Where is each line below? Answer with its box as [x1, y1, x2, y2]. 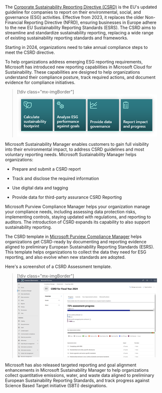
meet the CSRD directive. [5, 49, 55, 55]
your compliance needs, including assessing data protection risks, [5, 208, 136, 215]
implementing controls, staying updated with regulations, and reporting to [5, 214, 151, 220]
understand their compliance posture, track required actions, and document [5, 75, 156, 80]
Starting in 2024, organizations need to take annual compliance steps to [5, 45, 148, 50]
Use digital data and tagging [12, 185, 68, 190]
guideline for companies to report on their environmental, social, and [5, 9, 141, 15]
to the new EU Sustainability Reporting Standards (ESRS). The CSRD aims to [5, 25, 156, 31]
